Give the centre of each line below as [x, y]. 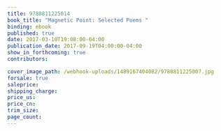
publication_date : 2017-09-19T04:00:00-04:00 [74, 46]
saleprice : [23, 84]
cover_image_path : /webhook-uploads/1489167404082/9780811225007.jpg [111, 71]
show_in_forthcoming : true [47, 53]
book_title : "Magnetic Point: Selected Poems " [78, 20]
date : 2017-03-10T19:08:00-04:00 [56, 40]
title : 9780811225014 [39, 14]
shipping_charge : [33, 91]
